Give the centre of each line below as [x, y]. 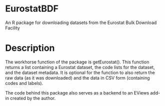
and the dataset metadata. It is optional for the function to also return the [80, 72]
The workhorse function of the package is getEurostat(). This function [77, 62]
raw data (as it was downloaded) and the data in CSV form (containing [77, 77]
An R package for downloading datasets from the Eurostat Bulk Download [81, 22]
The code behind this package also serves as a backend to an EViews [77, 92]
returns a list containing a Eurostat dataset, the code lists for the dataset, [80, 67]
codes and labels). [24, 83]
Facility [12, 27]
